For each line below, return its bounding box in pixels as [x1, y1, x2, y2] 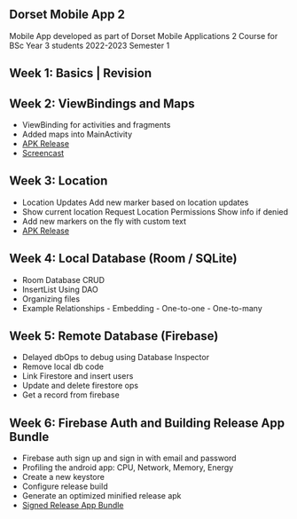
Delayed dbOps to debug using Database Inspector [21, 352, 210, 363]
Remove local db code [21, 361, 105, 372]
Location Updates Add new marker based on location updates [21, 197, 249, 208]
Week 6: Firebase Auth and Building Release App [9, 415, 285, 430]
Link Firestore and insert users [21, 371, 134, 381]
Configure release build [21, 481, 108, 491]
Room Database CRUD [21, 274, 105, 285]
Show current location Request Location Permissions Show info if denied [21, 206, 289, 216]
